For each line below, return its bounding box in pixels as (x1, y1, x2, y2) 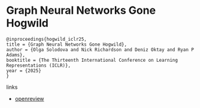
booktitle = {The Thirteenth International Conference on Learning (6, 57, 178, 63)
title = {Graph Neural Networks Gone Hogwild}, (6, 41, 128, 47)
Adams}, (6, 52, 26, 58)
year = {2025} (6, 67, 42, 74)
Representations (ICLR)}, (6, 62, 71, 68)
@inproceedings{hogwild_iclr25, (6, 36, 87, 42)
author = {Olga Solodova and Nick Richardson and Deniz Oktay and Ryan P (6, 46, 195, 53)
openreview (14, 95, 44, 102)
